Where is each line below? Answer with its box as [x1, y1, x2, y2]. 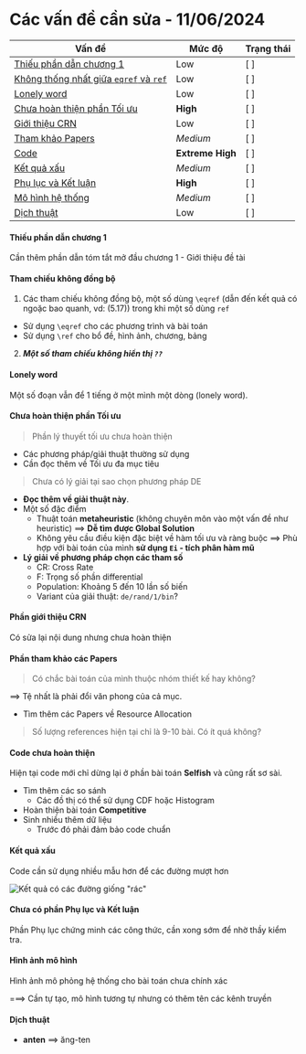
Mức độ [188, 42, 224, 55]
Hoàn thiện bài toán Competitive [22, 804, 147, 815]
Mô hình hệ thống [14, 191, 90, 204]
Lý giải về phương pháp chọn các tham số [22, 551, 184, 562]
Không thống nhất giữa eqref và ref [14, 72, 167, 85]
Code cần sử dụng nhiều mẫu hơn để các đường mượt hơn [9, 865, 229, 877]
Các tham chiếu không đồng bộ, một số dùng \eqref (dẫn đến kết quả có [22, 293, 298, 304]
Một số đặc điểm [22, 503, 87, 514]
